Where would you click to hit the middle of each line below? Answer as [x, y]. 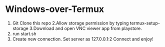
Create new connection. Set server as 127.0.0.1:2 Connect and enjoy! [83, 39]
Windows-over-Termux [55, 9]
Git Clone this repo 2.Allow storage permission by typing [70, 23]
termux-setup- [145, 23]
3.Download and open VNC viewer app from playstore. [86, 28]
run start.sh [24, 33]
